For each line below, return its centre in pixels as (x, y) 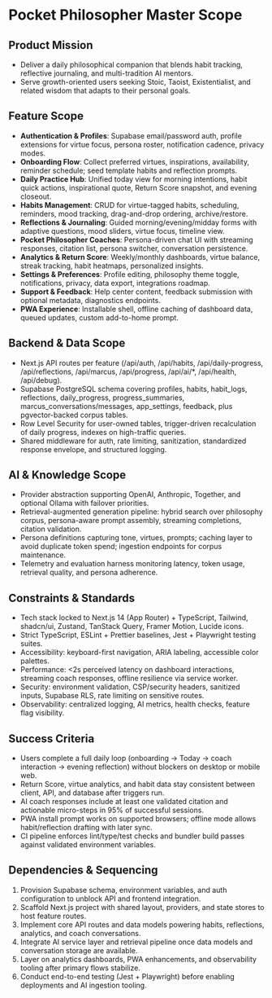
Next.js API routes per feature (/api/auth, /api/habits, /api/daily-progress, (142, 363)
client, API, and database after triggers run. (92, 793)
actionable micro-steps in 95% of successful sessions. (112, 810)
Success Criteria (52, 739)
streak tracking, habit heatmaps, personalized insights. (112, 266)
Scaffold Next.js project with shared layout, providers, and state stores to (142, 907)
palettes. (35, 661)
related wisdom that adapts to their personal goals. (105, 90)
